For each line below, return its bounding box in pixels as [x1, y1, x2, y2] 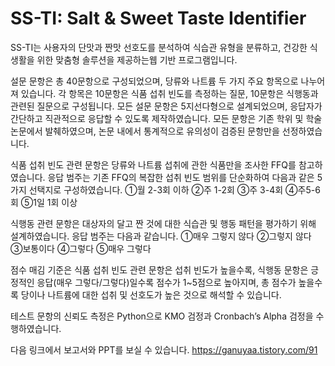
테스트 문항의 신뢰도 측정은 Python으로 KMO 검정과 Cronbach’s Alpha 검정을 [10, 310, 314, 322]
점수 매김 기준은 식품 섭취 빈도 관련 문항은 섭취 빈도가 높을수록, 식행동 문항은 [10, 263, 309, 276]
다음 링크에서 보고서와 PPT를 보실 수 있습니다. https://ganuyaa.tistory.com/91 [10, 343, 318, 356]
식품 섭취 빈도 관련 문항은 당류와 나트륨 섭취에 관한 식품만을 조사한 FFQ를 [10, 158, 297, 171]
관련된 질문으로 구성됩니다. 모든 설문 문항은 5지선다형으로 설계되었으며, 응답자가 [10, 100, 323, 112]
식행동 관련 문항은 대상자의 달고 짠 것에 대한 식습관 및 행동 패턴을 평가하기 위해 [10, 217, 317, 229]
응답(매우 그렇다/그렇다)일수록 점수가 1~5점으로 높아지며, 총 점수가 [36, 276, 297, 288]
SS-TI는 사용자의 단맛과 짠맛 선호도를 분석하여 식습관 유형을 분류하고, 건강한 [10, 41, 308, 53]
